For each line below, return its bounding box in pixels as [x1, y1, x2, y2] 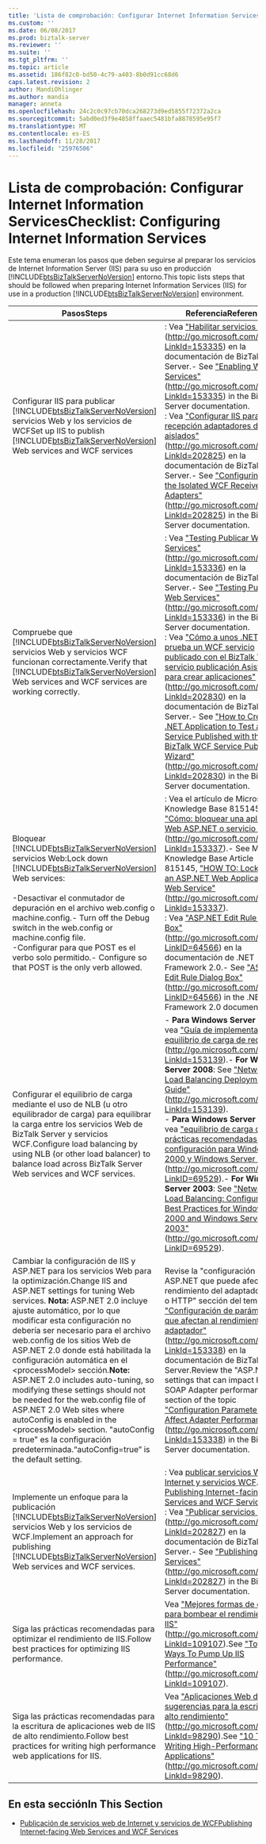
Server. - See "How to [164, 711, 245, 722]
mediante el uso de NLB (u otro [12, 1099, 128, 1110]
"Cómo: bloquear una [164, 813, 245, 824]
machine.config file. [12, 932, 85, 943]
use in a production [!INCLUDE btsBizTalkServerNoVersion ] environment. [8, 289, 244, 298]
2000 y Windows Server [164, 1154, 256, 1165]
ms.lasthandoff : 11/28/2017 [8, 136, 101, 145]
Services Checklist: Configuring [8, 212, 221, 230]
